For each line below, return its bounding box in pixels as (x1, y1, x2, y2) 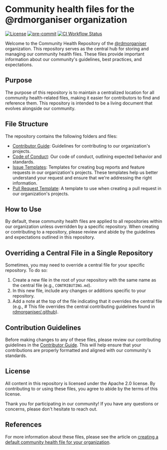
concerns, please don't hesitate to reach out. (5, 406, 98, 412)
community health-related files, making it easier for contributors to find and (5, 94, 160, 100)
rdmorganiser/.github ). (12, 309, 59, 315)
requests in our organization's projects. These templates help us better (12, 169, 159, 175)
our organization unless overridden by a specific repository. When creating (5, 223, 159, 229)
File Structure (5, 120, 48, 128)
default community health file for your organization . (5, 439, 111, 445)
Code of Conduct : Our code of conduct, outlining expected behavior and (12, 153, 162, 159)
